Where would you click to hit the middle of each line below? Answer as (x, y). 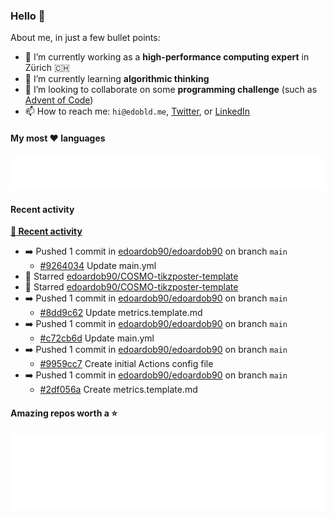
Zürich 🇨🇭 (47, 68)
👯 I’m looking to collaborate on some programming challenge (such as (171, 90)
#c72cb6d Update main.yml (97, 338)
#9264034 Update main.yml (98, 266)
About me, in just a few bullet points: (85, 38)
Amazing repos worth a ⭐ (64, 413)
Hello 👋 (28, 16)
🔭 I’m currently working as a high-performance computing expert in (167, 57)
